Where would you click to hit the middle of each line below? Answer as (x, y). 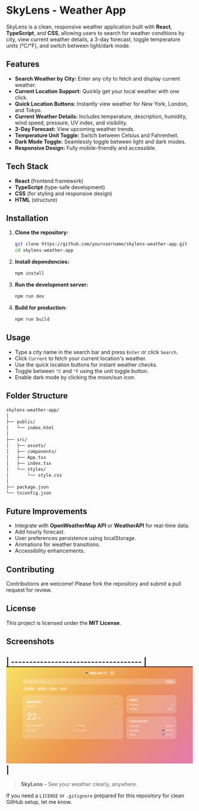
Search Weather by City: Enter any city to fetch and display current (97, 78)
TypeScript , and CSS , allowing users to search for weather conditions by (95, 33)
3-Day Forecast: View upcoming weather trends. (75, 129)
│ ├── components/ (32, 452)
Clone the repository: (41, 232)
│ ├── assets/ (26, 446)
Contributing (30, 569)
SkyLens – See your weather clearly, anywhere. (79, 784)
